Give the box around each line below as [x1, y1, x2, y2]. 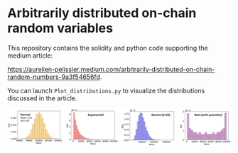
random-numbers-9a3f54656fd [7, 73, 101, 81]
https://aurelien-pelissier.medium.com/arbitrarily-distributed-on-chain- [7, 65, 215, 73]
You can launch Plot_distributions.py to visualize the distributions [7, 86, 205, 95]
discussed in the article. [7, 94, 77, 102]
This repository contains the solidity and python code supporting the [7, 43, 208, 52]
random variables [7, 20, 114, 36]
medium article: [7, 51, 53, 60]
